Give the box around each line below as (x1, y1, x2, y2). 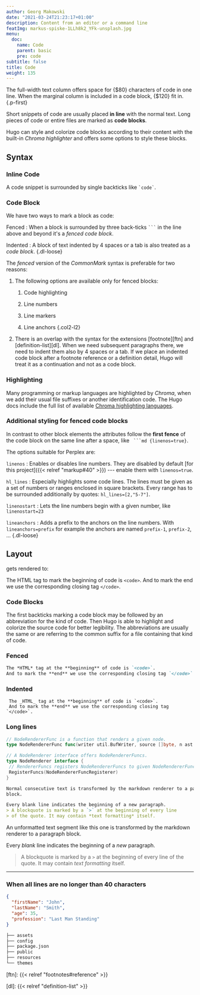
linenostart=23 (6, 509, 44, 515)
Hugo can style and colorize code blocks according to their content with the (6, 128, 193, 136)
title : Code (6, 64, 36, 71)
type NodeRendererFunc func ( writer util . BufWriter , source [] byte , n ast (6, 742, 193, 748)
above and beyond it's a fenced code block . (6, 230, 114, 237)
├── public (6, 949, 33, 955)
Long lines (6, 722, 37, 731)
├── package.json (6, 944, 49, 950)
